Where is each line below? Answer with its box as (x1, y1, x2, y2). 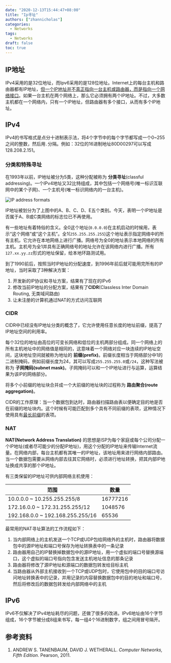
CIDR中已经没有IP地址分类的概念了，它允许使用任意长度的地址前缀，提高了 (5, 322, 163, 328)
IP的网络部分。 (18, 371, 50, 377)
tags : (5, 31, 17, 36)
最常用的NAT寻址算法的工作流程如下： (5, 526, 86, 532)
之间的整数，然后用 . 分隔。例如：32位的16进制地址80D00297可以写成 (5, 141, 152, 147)
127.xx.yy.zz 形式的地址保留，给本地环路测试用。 (5, 250, 108, 256)
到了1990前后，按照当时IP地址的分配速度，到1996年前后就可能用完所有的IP (5, 261, 163, 267)
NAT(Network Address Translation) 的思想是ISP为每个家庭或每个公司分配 (5, 437, 161, 443)
